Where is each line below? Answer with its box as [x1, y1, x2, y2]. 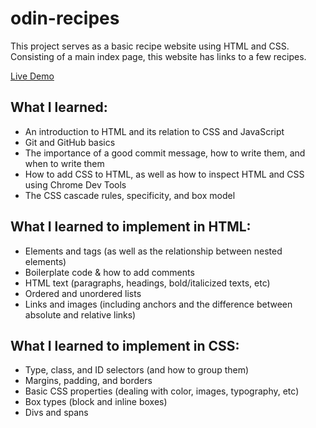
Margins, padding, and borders [24, 375, 153, 387]
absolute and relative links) [24, 308, 137, 321]
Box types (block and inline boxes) [24, 396, 168, 408]
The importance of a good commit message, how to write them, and [24, 147, 306, 159]
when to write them [24, 157, 105, 169]
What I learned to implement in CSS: [10, 337, 240, 354]
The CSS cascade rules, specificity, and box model [24, 189, 236, 201]
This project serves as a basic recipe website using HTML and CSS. [10, 40, 290, 52]
